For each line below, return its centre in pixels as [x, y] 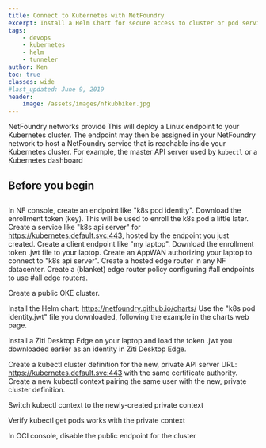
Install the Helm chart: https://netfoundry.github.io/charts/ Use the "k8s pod [132, 308]
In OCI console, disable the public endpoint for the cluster [102, 435]
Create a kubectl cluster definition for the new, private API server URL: [123, 364]
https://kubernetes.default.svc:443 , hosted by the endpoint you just [119, 235]
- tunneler [40, 60]
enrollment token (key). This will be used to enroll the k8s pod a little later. [129, 218]
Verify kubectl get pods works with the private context [97, 420]
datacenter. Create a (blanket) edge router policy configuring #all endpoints [131, 269]
